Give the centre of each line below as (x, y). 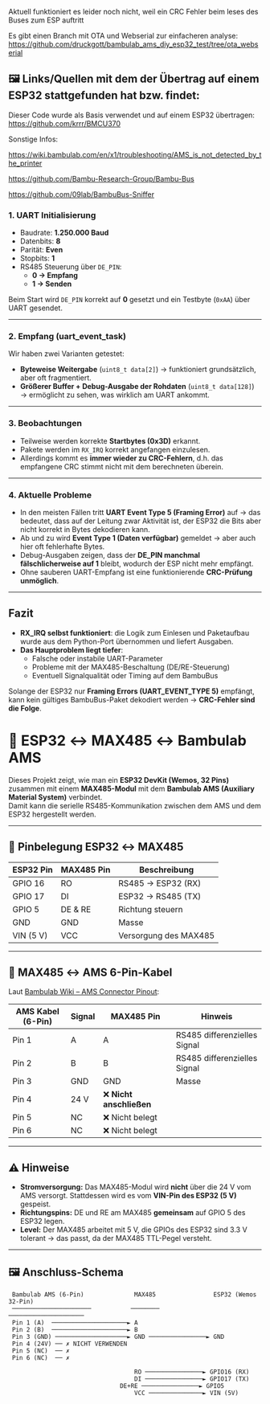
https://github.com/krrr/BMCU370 (65, 123)
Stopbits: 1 (37, 258)
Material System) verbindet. (55, 797)
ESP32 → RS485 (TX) (160, 896)
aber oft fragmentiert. (56, 378)
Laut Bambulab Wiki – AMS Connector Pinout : (84, 992)
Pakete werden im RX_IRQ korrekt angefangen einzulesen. (115, 449)
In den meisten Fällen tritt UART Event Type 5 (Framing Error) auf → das (140, 512)
